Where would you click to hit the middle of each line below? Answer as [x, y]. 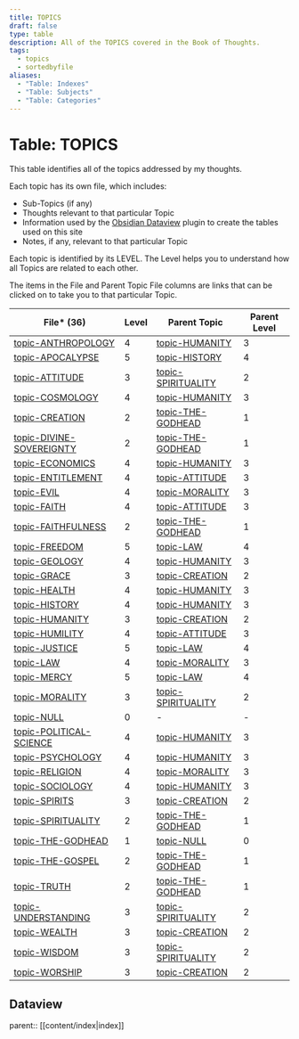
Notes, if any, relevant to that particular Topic [105, 241]
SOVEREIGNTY [45, 449]
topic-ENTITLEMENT [58, 478]
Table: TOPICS [64, 144]
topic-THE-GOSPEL [57, 861]
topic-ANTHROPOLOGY [65, 343]
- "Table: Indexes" [53, 84]
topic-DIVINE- [45, 438]
